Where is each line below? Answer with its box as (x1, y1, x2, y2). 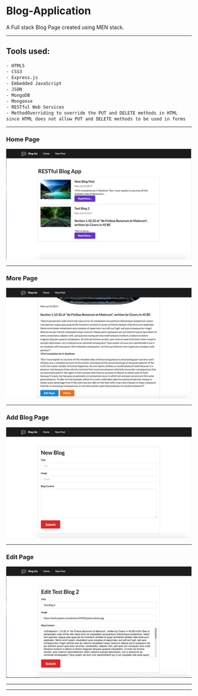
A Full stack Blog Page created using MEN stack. (6, 24, 125, 31)
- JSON (6, 86, 22, 92)
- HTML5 (6, 63, 25, 69)
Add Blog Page (6, 414, 49, 422)
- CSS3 (6, 69, 22, 74)
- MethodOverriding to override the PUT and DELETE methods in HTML (6, 110, 178, 116)
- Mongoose (6, 98, 33, 104)
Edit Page (6, 552, 34, 561)
